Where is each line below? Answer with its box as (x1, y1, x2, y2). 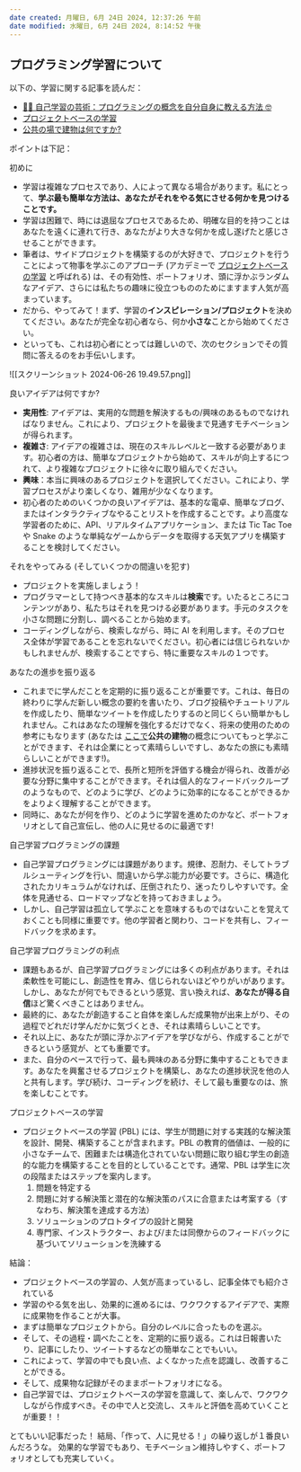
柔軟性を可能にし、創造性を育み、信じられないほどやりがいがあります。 (22, 976, 290, 987)
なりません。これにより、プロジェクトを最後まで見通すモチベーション (30, 419, 290, 430)
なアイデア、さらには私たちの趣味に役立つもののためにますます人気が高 (22, 282, 289, 293)
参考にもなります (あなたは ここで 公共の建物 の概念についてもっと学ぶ (22, 731, 281, 741)
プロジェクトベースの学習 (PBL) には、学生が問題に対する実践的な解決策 (22, 1126, 292, 1137)
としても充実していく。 (32, 1453, 120, 1464)
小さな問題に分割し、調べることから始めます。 (22, 614, 196, 625)
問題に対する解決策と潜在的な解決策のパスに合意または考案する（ (35, 1193, 280, 1204)
